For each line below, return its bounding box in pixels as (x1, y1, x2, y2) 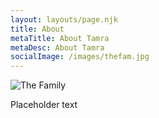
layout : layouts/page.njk (10, 14, 118, 25)
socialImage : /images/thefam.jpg (10, 52, 150, 62)
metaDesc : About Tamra (10, 42, 105, 53)
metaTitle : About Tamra (10, 33, 110, 43)
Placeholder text (10, 99, 78, 111)
